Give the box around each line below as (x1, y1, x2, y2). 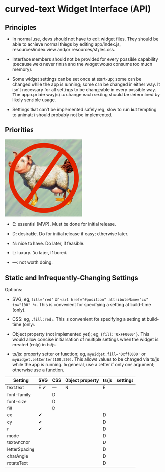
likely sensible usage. (12, 97, 56, 103)
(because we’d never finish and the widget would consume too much (12, 62, 153, 67)
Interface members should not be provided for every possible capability (12, 56, 158, 62)
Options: (5, 286, 23, 292)
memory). (12, 66, 33, 72)
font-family (7, 391, 31, 397)
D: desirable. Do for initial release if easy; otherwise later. (12, 230, 129, 237)
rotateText (7, 460, 28, 466)
